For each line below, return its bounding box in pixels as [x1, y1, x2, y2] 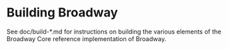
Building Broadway [6, 5, 119, 21]
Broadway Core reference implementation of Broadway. [6, 34, 167, 42]
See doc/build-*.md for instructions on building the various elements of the [6, 27, 222, 36]
